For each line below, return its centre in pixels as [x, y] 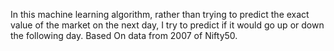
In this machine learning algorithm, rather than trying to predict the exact [160, 14]
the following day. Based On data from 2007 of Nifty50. [124, 35]
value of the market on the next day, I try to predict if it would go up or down [167, 25]
